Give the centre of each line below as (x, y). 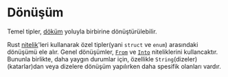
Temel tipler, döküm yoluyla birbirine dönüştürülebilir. (82, 31)
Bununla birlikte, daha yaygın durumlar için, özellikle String (91, 59)
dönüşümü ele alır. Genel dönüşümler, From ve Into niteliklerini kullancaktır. (113, 52)
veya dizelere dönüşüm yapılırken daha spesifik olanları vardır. (133, 66)
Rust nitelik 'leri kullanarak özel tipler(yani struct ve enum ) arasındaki (103, 44)
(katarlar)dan (25, 66)
